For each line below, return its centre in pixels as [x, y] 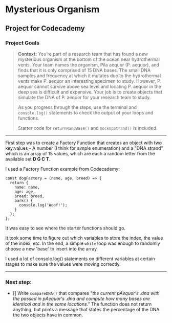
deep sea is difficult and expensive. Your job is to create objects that [90, 92]
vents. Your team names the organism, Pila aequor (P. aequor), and [89, 64]
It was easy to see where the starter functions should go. [66, 228]
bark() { [24, 200]
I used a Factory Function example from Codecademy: [63, 169]
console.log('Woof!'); [43, 205]
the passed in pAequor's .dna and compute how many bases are [81, 299]
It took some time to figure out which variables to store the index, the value [84, 238]
